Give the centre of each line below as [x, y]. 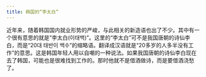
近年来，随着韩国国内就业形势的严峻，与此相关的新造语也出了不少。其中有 [100, 30]
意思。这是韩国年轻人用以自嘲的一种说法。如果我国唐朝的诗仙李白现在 [108, 53]
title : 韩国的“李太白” [32, 12]
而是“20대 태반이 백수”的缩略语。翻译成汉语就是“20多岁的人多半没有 [103, 45]
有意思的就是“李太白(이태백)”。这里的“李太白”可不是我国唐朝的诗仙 [101, 38]
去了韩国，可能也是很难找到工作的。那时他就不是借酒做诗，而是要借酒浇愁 [100, 60]
